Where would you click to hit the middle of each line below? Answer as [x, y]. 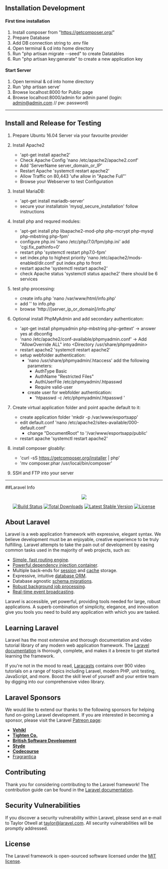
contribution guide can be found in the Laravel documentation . [69, 790]
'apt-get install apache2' [45, 154]
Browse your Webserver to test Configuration [66, 181]
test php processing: [33, 288]
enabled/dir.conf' [38, 263]
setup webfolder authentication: [53, 355]
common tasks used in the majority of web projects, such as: [68, 550]
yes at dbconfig [36, 333]
